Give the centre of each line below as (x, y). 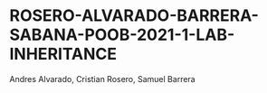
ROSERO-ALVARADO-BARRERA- (134, 16)
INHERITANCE (63, 54)
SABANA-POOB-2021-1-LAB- (122, 35)
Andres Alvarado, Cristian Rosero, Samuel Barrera (103, 79)
